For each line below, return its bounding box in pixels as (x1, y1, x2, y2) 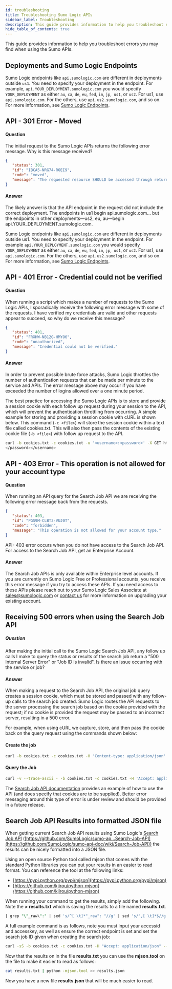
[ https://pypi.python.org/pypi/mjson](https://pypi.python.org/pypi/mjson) (12, 877, 167, 884)
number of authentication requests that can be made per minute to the (5, 377, 154, 383)
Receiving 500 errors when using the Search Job (5, 612, 165, 622)
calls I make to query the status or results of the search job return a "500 (5, 654, 159, 660)
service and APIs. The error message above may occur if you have (5, 382, 146, 388)
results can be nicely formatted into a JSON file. (5, 846, 106, 853)
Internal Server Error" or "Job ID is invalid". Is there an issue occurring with (5, 659, 163, 665)
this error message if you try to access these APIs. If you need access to (5, 581, 159, 587)
